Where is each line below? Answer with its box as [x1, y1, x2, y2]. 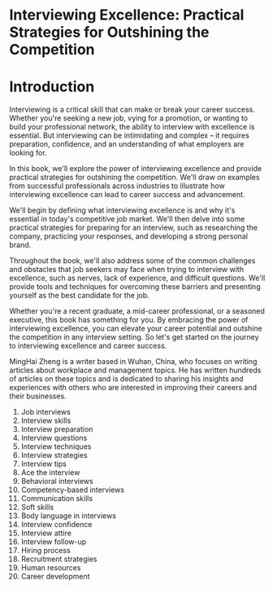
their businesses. [9, 391, 67, 401]
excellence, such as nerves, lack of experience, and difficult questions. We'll [9, 273, 266, 283]
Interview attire [20, 528, 72, 538]
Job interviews [20, 407, 71, 417]
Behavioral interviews [20, 477, 93, 486]
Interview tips [20, 459, 67, 469]
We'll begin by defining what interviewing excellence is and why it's [9, 205, 236, 215]
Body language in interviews [20, 511, 117, 521]
